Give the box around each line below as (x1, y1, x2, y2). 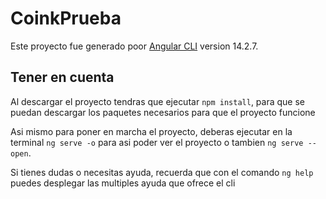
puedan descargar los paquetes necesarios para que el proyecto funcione (10, 106, 316, 118)
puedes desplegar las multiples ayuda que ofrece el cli (10, 177, 236, 189)
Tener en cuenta (10, 69, 115, 86)
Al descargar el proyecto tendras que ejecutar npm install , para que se (10, 95, 305, 107)
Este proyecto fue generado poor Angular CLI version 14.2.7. (10, 40, 259, 52)
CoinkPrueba (10, 7, 122, 30)
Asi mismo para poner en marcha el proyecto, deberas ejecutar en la (10, 125, 293, 137)
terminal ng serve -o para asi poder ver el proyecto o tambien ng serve (10, 136, 304, 148)
